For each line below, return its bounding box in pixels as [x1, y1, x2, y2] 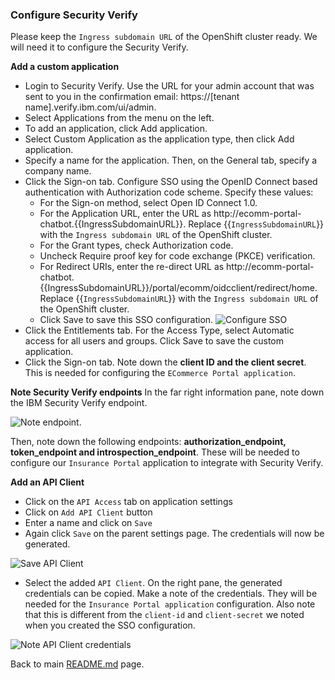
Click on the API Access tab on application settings [24, 496, 233, 508]
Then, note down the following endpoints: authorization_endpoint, [10, 436, 287, 448]
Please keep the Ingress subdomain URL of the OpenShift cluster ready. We [10, 31, 318, 43]
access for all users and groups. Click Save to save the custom [24, 335, 284, 347]
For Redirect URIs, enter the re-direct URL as [39, 261, 225, 273]
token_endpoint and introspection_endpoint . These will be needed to [10, 446, 300, 458]
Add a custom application [10, 61, 120, 73]
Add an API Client [10, 476, 85, 488]
